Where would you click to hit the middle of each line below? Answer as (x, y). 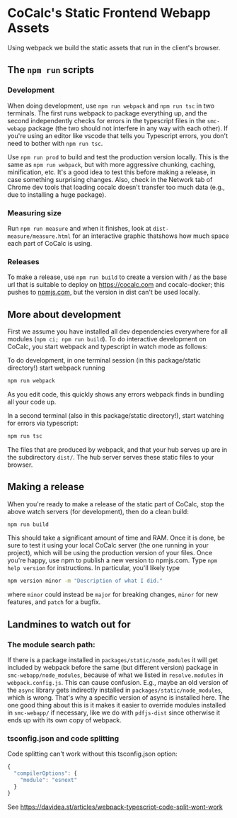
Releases (24, 261)
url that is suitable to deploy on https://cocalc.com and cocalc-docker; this (116, 285)
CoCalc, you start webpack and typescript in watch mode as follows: (108, 347)
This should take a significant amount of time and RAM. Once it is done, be (116, 538)
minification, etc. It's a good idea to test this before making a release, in (111, 172)
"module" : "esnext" (49, 780)
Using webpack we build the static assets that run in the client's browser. (114, 47)
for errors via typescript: (43, 423)
